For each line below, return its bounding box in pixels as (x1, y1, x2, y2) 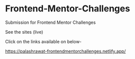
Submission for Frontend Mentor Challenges (5, 19, 96, 25)
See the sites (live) (5, 29, 43, 35)
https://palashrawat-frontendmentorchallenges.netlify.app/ (5, 48, 126, 54)
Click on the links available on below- (5, 38, 82, 45)
